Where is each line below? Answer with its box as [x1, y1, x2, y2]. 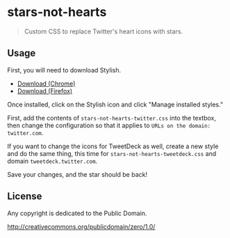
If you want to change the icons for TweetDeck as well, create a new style [7, 142, 219, 150]
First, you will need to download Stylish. [7, 65, 122, 74]
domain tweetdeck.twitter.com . [7, 157, 98, 165]
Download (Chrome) [17, 79, 76, 88]
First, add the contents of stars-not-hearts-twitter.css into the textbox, [7, 113, 217, 122]
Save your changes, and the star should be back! [7, 170, 148, 178]
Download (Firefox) [17, 86, 73, 95]
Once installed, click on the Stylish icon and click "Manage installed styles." [7, 100, 224, 109]
